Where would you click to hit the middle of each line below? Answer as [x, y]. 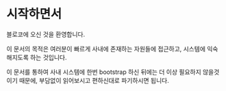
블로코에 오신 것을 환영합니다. [46, 34]
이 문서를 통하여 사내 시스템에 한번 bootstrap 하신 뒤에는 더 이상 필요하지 [104, 72]
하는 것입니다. [48, 57]
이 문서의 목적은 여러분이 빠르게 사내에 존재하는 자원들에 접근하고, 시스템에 [106, 49]
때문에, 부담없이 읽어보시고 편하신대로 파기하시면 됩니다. [94, 80]
